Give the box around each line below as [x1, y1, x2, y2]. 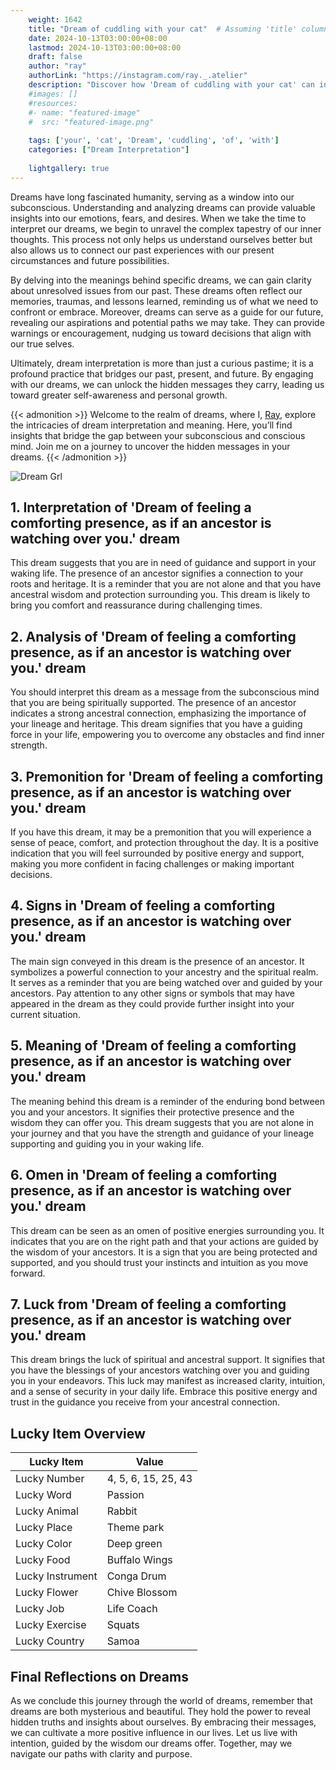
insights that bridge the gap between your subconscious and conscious [10, 429, 306, 441]
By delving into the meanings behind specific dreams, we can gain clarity [10, 274, 312, 286]
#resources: [28, 98, 78, 108]
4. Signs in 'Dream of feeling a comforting [10, 897, 276, 915]
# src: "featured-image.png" [28, 117, 155, 127]
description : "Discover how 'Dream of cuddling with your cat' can [28, 80, 315, 90]
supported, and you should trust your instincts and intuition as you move [10, 1256, 309, 1268]
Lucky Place [15, 1521, 73, 1535]
